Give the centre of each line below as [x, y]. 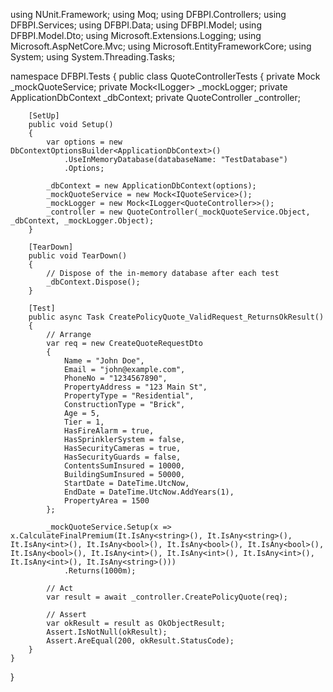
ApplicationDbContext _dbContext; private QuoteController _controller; [155, 97]
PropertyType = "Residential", [129, 396]
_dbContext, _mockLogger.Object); [82, 221]
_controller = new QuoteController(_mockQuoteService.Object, [178, 212]
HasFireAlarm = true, [109, 431]
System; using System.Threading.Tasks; [93, 57]
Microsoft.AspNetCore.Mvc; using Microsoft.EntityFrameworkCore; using [161, 46]
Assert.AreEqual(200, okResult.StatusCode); [140, 641]
